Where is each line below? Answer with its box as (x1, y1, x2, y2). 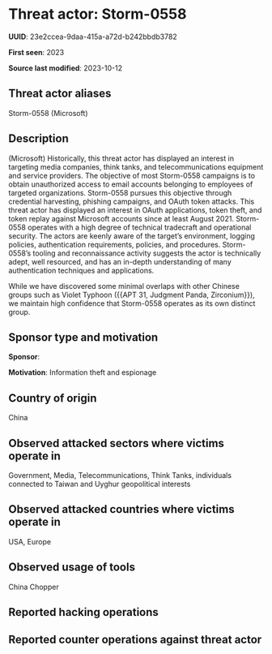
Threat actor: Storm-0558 (8, 5, 187, 24)
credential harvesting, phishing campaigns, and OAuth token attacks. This (8, 196, 255, 206)
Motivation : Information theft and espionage (8, 368, 157, 377)
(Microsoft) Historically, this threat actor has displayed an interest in (8, 153, 235, 163)
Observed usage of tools (8, 561, 136, 574)
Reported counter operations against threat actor (8, 633, 262, 647)
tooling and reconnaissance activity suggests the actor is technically (32, 248, 261, 258)
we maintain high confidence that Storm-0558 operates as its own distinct (8, 298, 256, 308)
